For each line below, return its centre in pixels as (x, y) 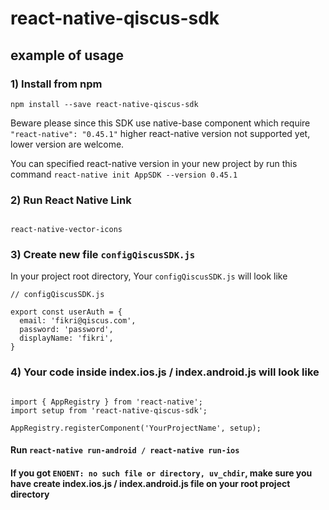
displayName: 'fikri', (66, 338)
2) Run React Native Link (71, 200)
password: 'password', (66, 330)
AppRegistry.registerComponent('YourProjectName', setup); (136, 428)
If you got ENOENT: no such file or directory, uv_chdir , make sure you (161, 473)
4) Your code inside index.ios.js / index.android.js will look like (165, 372)
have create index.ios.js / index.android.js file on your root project (150, 483)
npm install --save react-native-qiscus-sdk (104, 104)
